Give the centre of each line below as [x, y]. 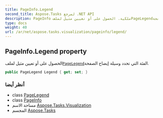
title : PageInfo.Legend [29, 9]
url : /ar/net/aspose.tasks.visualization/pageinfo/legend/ [66, 32]
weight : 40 [16, 28]
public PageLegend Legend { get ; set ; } [47, 72]
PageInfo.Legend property [46, 52]
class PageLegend [31, 95]
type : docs [16, 23]
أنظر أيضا [15, 84]
